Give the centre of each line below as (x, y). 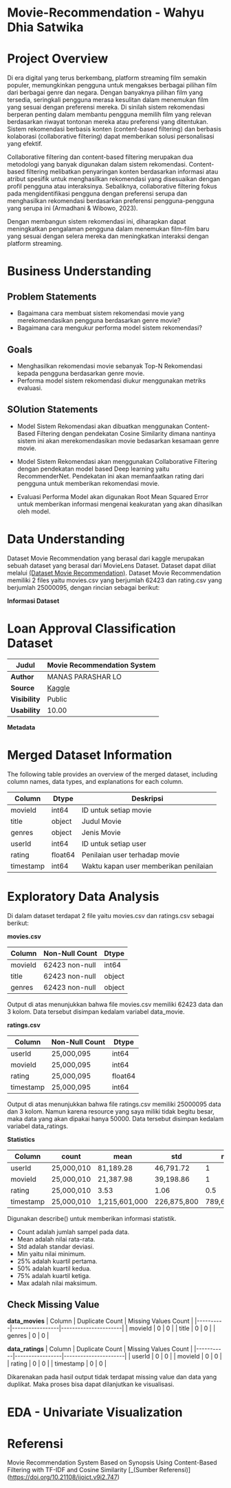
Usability (25, 710)
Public (57, 699)
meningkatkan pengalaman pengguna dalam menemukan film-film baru (108, 229)
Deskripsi (147, 798)
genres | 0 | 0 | (28, 1336)
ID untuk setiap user (114, 843)
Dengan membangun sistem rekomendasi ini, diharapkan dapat (97, 222)
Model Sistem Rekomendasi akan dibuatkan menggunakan (100, 426)
